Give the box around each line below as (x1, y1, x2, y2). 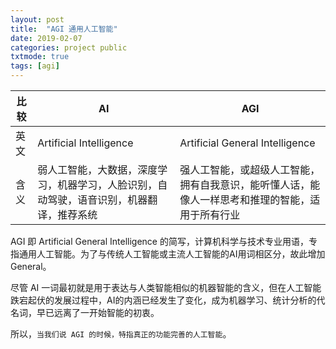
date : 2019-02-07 (10, 33, 83, 43)
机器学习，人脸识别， (57, 178, 158, 191)
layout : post (10, 14, 65, 25)
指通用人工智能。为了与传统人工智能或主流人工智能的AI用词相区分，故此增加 (10, 248, 326, 260)
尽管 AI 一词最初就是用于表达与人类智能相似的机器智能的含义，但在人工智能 (10, 282, 322, 293)
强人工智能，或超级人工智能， (179, 163, 321, 176)
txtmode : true (10, 52, 70, 62)
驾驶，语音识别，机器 (47, 193, 148, 206)
